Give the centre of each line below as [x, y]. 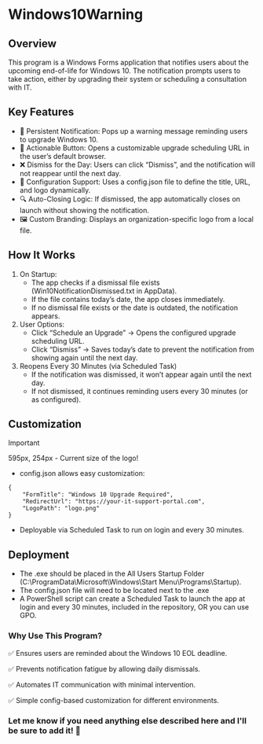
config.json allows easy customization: [82, 473]
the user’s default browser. [63, 156]
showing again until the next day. [84, 357]
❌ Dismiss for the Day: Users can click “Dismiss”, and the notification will [137, 164]
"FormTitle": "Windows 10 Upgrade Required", [98, 495]
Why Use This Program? [55, 636]
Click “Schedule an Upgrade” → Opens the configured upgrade [133, 333]
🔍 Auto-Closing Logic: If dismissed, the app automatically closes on [130, 199]
